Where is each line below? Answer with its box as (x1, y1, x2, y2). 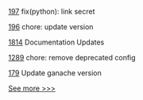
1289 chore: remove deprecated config (8, 53, 137, 62)
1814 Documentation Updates (8, 37, 105, 47)
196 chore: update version (8, 22, 94, 31)
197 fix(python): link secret (8, 7, 95, 16)
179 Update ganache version (8, 68, 102, 78)
